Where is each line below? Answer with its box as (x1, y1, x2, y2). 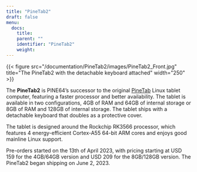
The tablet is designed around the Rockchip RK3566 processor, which (6, 123, 176, 130)
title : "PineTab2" (6, 8, 51, 15)
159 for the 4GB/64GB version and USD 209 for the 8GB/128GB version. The (6, 153, 191, 160)
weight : (16, 47, 35, 53)
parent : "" (16, 36, 44, 42)
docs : (11, 25, 25, 31)
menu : (6, 19, 19, 25)
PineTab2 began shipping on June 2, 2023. (6, 159, 111, 166)
